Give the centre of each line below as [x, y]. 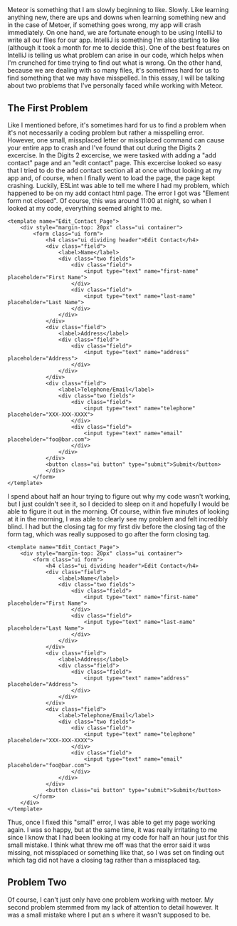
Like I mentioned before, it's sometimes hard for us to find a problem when [117, 125]
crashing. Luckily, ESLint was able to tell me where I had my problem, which [118, 186]
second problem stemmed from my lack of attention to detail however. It [113, 907]
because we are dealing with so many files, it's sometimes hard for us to [113, 71]
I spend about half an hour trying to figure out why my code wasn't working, [119, 496]
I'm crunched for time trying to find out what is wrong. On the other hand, [115, 63]
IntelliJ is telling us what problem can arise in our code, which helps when [116, 56]
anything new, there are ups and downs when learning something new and [117, 17]
